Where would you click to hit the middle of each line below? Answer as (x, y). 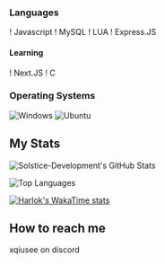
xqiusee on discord (45, 250)
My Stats (35, 144)
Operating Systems (52, 96)
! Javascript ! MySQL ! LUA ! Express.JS (83, 32)
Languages (35, 13)
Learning (26, 52)
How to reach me (57, 228)
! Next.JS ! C (32, 73)
